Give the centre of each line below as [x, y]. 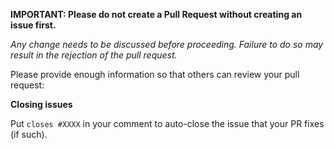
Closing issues [41, 104]
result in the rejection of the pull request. [94, 55]
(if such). [29, 134]
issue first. [33, 25]
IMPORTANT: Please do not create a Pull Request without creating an [156, 14]
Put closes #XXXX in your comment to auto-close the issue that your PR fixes [167, 123]
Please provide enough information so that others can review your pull [155, 74]
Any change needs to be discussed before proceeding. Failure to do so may [167, 44]
